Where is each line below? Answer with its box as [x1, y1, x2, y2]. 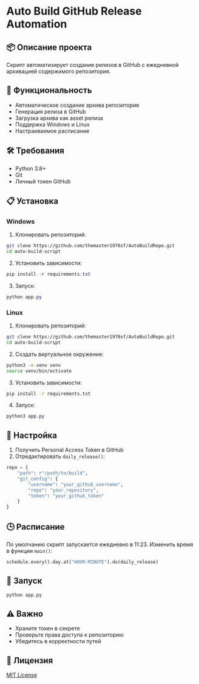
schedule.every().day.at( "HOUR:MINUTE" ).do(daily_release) [6, 559, 159, 565]
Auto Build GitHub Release [6, 4, 142, 18]
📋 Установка [6, 196, 59, 207]
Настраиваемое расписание [15, 127, 90, 134]
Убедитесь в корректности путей [15, 638, 101, 645]
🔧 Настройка [6, 430, 58, 440]
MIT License [6, 671, 38, 679]
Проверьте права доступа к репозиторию [15, 631, 124, 638]
